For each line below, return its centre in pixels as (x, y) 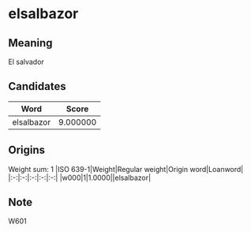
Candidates (37, 86)
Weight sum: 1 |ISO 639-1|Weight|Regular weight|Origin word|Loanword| (126, 169)
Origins (27, 150)
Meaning (30, 43)
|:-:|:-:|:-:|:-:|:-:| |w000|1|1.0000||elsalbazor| (80, 178)
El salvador (26, 62)
